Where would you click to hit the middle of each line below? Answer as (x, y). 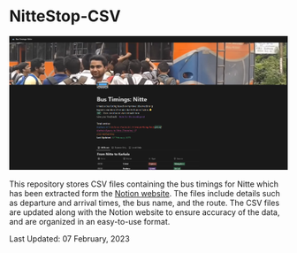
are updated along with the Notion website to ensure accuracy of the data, (145, 212)
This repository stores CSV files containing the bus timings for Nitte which (144, 184)
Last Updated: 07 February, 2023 (69, 238)
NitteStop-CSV (65, 16)
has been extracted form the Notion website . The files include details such (145, 193)
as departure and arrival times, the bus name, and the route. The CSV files (145, 203)
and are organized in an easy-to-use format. (90, 221)
